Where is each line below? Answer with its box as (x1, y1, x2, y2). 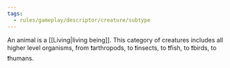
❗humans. (7, 53, 34, 62)
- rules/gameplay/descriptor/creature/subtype (13, 17, 151, 24)
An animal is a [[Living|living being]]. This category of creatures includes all (7, 35, 224, 44)
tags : (7, 10, 23, 17)
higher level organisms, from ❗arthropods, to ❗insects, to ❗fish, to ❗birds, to (7, 43, 217, 52)
